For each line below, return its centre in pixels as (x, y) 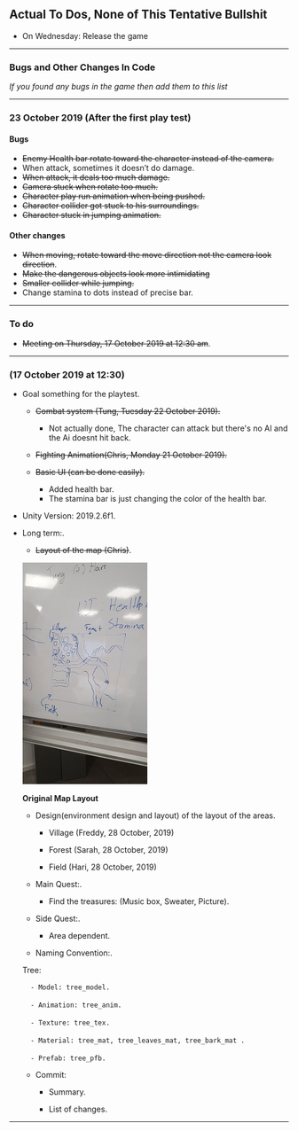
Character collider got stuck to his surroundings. (110, 206)
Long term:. (43, 533)
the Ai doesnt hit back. (90, 438)
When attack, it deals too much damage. (96, 177)
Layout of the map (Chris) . (83, 550)
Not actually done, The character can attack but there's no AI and (168, 428)
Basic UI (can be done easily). (90, 472)
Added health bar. (81, 489)
